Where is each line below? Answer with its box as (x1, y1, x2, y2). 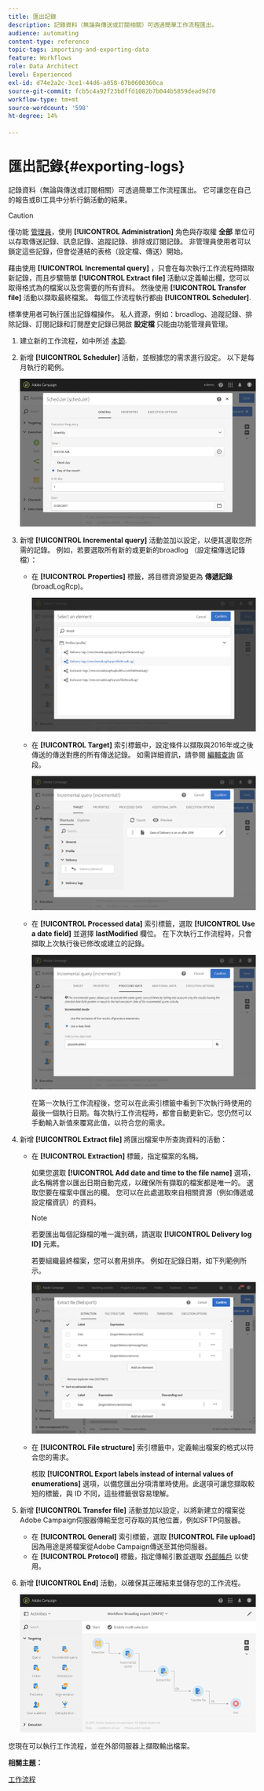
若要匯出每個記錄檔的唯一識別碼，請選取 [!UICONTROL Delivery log (31, 1229, 252, 1239)
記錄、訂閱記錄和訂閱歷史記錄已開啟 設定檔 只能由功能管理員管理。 (14, 319, 233, 328)
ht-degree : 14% (8, 112, 58, 120)
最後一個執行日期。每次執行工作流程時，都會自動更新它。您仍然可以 (31, 1108, 252, 1118)
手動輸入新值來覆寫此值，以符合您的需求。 (31, 1118, 170, 1127)
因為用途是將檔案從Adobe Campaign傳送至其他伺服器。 (31, 1542, 212, 1551)
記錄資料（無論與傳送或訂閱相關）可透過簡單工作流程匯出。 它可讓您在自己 (8, 185, 251, 194)
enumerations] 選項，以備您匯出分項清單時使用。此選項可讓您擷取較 (31, 1479, 255, 1488)
